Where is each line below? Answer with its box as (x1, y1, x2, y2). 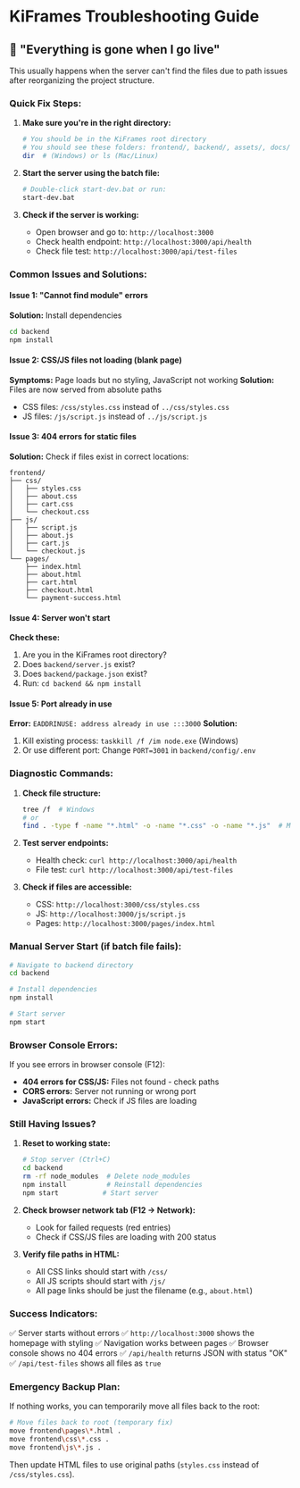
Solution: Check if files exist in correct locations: (9, 451, 189, 462)
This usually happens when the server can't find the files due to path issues (9, 65, 288, 76)
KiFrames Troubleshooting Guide (9, 6, 260, 27)
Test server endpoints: (21, 838, 109, 848)
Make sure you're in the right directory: (21, 118, 171, 129)
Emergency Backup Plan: (9, 1381, 121, 1393)
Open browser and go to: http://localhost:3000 (35, 226, 214, 238)
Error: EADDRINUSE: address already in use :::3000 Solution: (9, 718, 238, 729)
